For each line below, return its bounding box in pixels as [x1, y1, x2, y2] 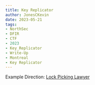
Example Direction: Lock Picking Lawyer [5, 74, 90, 80]
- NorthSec [5, 27, 29, 32]
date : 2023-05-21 [5, 17, 42, 22]
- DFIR [5, 31, 19, 36]
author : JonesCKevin [5, 12, 50, 17]
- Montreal [5, 55, 29, 60]
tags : [5, 22, 17, 27]
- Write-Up [5, 50, 29, 55]
